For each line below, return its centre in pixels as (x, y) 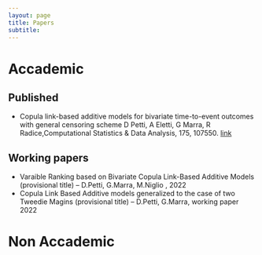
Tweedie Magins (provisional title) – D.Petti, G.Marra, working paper (129, 202)
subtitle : (24, 30)
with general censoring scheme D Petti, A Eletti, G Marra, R (115, 125)
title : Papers (31, 23)
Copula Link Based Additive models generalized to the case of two (127, 194)
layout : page (30, 15)
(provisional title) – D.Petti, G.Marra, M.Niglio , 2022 (103, 185)
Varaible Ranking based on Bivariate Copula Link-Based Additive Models (137, 177)
